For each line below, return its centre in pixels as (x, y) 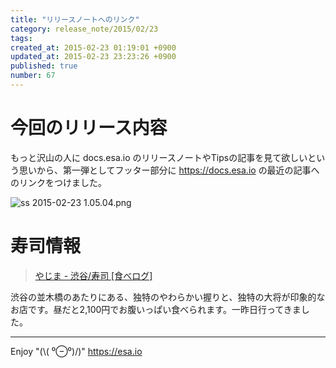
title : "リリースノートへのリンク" (75, 19)
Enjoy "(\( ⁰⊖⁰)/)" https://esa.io (76, 351)
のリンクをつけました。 (58, 182)
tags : (21, 38)
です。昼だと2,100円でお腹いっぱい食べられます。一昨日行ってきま (164, 309)
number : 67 (33, 76)
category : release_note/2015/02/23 (84, 29)
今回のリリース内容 (89, 128)
